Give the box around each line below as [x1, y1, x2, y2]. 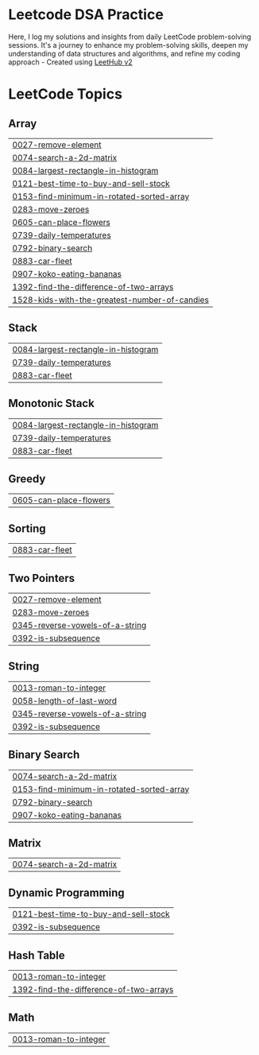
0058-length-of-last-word [12, 695, 118, 706]
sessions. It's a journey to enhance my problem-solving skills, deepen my [8, 40, 249, 49]
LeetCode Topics [8, 85, 123, 103]
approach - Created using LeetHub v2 [8, 57, 133, 67]
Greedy [8, 471, 46, 486]
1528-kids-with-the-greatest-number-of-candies [12, 294, 209, 305]
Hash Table [8, 948, 65, 962]
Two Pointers [8, 571, 75, 585]
